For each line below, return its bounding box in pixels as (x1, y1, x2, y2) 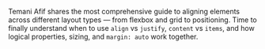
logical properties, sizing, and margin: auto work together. (8, 32, 199, 41)
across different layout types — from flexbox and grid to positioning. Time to (8, 15, 257, 24)
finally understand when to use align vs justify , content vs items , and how (8, 24, 255, 32)
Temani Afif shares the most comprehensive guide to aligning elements (8, 7, 240, 16)
